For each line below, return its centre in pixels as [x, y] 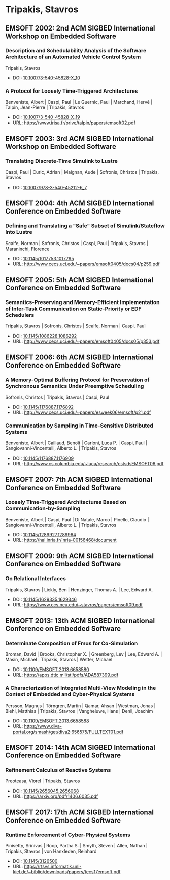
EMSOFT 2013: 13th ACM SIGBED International [80, 620]
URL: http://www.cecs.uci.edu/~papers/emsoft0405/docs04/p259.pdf [86, 264]
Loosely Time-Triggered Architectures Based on [66, 502]
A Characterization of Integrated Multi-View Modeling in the [81, 688]
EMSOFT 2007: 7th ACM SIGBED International [79, 480]
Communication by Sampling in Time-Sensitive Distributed [79, 426]
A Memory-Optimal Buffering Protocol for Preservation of [77, 380]
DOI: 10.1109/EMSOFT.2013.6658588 [51, 721]
